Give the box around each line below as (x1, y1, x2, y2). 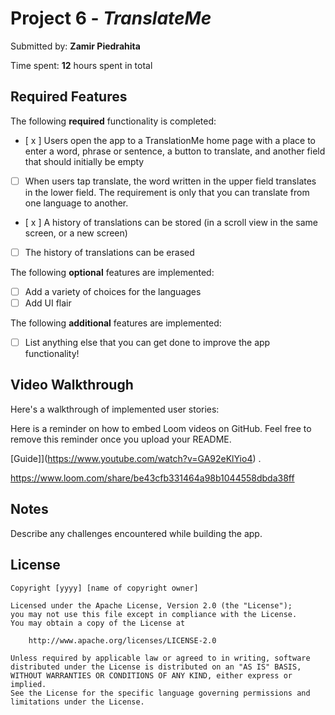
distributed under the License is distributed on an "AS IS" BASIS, (10, 662, 302, 672)
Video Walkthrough (10, 377, 134, 394)
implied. (10, 679, 47, 689)
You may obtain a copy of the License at (10, 618, 186, 628)
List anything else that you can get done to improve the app (24, 337, 271, 348)
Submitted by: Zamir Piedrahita (10, 40, 141, 52)
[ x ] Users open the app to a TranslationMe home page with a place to (24, 134, 317, 146)
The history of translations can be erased (24, 246, 195, 258)
